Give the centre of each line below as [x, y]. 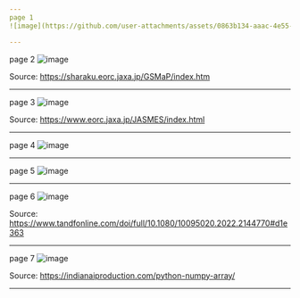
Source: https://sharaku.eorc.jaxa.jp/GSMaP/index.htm [110, 76]
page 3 [22, 102]
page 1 [21, 17]
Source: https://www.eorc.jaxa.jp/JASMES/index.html [107, 119]
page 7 [22, 258]
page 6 [22, 196]
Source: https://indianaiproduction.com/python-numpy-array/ [122, 275]
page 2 [22, 59]
